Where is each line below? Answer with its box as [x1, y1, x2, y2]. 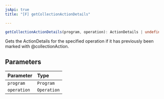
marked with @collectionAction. [5, 44, 69, 49]
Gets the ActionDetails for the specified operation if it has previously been [5, 38, 154, 44]
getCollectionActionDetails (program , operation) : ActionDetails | [5, 29, 143, 34]
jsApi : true [5, 7, 29, 12]
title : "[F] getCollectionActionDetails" [5, 12, 91, 17]
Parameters [5, 57, 41, 66]
